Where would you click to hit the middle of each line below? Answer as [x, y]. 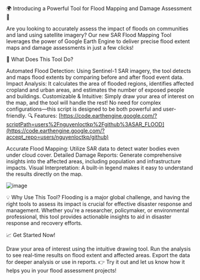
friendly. [16, 116]
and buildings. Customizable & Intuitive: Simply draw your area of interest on [100, 96]
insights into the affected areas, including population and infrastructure [93, 161]
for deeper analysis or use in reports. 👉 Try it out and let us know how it [96, 262]
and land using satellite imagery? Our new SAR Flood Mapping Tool [89, 35]
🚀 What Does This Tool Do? [40, 59]
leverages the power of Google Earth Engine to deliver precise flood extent [98, 41]
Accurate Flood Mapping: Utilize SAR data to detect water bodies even [93, 149]
